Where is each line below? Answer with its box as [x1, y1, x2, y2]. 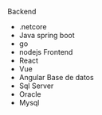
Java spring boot [18, 31, 75, 40]
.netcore [18, 22, 47, 31]
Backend [7, 7, 37, 16]
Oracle [18, 90, 41, 98]
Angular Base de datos [18, 73, 94, 82]
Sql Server [18, 81, 54, 90]
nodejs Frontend [18, 48, 73, 56]
